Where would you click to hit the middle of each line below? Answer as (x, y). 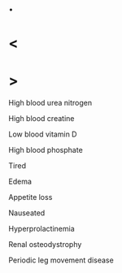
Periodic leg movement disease (61, 260)
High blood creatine (41, 119)
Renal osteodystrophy (45, 245)
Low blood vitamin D (43, 134)
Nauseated (27, 213)
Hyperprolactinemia (41, 229)
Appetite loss (30, 197)
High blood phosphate (46, 150)
